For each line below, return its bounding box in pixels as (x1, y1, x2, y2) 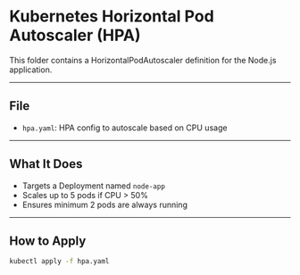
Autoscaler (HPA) (9, 25, 141, 46)
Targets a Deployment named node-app (21, 180, 165, 191)
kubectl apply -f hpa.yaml (9, 257, 110, 266)
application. (9, 64, 53, 75)
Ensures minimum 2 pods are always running (21, 199, 187, 210)
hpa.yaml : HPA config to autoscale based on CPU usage (21, 122, 228, 133)
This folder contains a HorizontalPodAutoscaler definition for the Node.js (9, 54, 277, 65)
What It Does (9, 156, 83, 171)
